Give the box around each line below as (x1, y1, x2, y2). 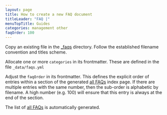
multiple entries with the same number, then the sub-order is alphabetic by (5, 84, 159, 90)
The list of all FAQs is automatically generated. (5, 105, 101, 110)
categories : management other (5, 26, 68, 31)
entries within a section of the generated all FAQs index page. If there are (5, 79, 156, 85)
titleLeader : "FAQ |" (5, 16, 50, 21)
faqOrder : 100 (5, 30, 35, 35)
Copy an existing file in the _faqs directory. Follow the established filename (5, 44, 159, 50)
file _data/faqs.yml (5, 64, 44, 70)
